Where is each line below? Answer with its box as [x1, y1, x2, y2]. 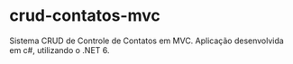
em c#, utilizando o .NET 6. [9, 44, 110, 55]
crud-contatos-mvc [9, 5, 160, 26]
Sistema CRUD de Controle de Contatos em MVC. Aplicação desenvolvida [9, 35, 284, 46]
